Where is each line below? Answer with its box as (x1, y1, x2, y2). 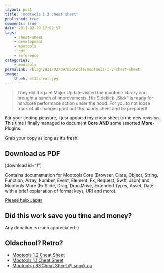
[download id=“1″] (5, 162, 42, 168)
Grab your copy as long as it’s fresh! (5, 135, 79, 141)
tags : (5, 30, 16, 35)
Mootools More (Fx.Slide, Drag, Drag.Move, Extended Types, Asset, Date (5, 182, 154, 188)
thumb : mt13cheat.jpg (14, 76, 58, 81)
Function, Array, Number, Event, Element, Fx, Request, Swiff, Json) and (5, 177, 150, 183)
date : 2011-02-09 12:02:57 (5, 26, 61, 31)
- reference (14, 53, 39, 58)
